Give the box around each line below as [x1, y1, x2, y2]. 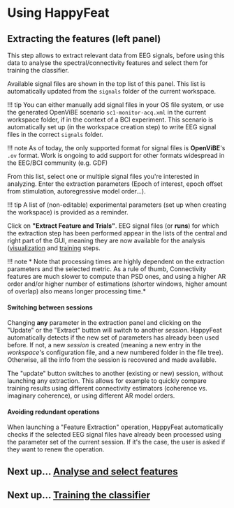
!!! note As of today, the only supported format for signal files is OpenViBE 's [7, 144, 226, 152]
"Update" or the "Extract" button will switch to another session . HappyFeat [7, 326, 222, 335]
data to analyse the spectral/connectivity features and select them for [7, 59, 208, 67]
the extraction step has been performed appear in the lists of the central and [7, 229, 228, 237]
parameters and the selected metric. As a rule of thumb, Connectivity [7, 265, 207, 273]
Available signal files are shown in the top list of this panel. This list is [7, 80, 206, 88]
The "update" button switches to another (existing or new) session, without [7, 369, 224, 378]
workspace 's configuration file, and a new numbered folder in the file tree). [7, 348, 224, 357]
